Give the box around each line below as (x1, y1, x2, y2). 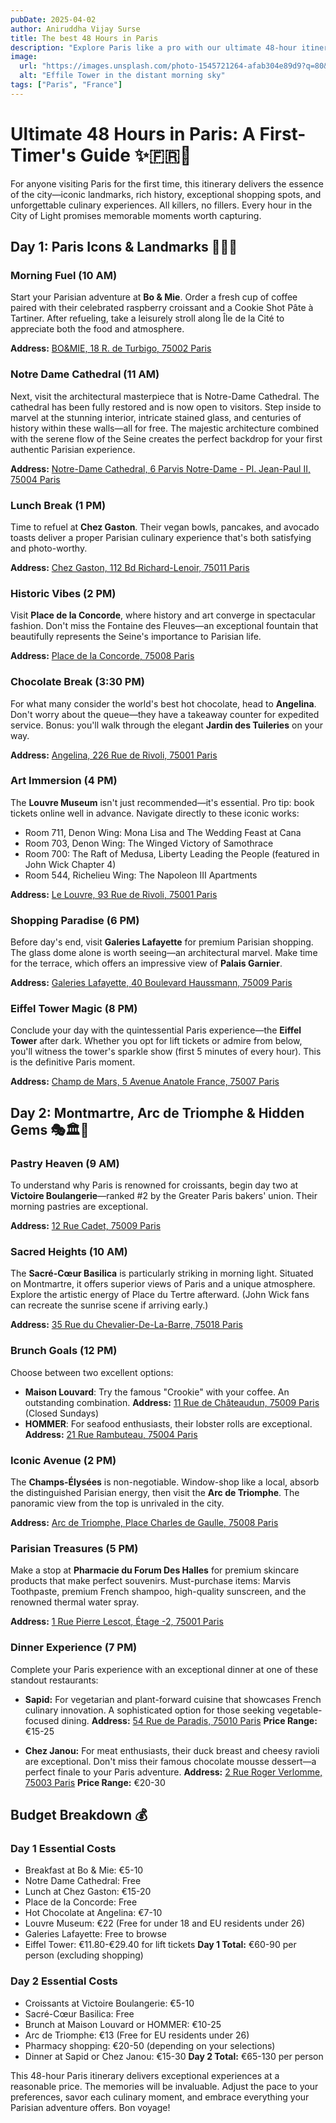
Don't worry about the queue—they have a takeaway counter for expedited (10, 708, 320, 720)
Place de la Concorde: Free (24, 1896, 138, 1908)
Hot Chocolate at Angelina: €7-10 (24, 1907, 163, 1919)
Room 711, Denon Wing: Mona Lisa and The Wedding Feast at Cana (24, 826, 302, 838)
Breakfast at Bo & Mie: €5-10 (24, 1864, 144, 1876)
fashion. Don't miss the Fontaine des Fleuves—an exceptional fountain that (10, 620, 319, 632)
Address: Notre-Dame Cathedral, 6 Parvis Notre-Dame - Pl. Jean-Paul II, (10, 462, 311, 475)
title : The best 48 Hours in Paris (10, 33, 159, 43)
